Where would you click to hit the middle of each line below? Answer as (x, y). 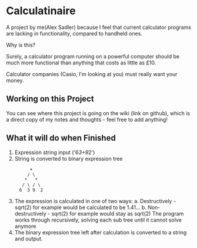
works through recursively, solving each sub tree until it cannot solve (98, 220)
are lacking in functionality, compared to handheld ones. (74, 33)
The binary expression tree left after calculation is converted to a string (101, 232)
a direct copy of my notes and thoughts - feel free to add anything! (87, 119)
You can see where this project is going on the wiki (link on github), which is (98, 113)
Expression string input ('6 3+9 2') (55, 152)
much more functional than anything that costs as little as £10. (81, 63)
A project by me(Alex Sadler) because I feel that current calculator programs (99, 27)
